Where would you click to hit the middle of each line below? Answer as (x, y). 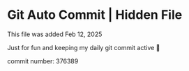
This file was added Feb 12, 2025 (55, 34)
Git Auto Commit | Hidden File (95, 15)
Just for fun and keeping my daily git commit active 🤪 (84, 47)
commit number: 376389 (43, 61)
